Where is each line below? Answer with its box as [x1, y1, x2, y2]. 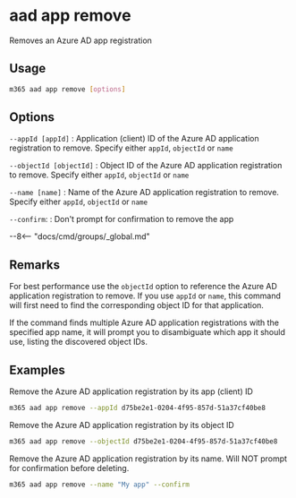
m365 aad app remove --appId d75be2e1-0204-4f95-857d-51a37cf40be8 [9, 404, 266, 413]
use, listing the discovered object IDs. [9, 337, 148, 348]
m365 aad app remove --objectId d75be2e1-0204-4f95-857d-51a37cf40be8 [9, 436, 278, 446]
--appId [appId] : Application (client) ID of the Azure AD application [9, 133, 259, 144]
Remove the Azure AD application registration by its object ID [9, 419, 234, 430]
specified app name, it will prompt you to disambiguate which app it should [9, 327, 286, 338]
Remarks [9, 257, 61, 272]
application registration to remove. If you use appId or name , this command [9, 290, 282, 301]
